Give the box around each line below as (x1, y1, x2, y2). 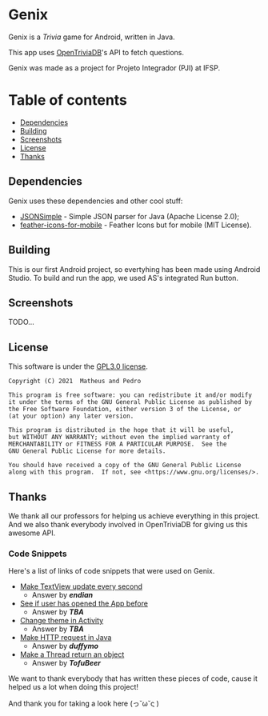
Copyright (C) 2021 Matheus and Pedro (8, 378, 142, 386)
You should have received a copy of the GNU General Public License (8, 462, 242, 470)
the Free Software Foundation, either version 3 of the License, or (8, 406, 242, 414)
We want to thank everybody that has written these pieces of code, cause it (8, 674, 258, 683)
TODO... (8, 318, 34, 327)
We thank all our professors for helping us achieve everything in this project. (8, 510, 260, 521)
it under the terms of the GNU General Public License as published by (8, 398, 252, 406)
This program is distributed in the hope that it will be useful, (8, 426, 234, 434)
